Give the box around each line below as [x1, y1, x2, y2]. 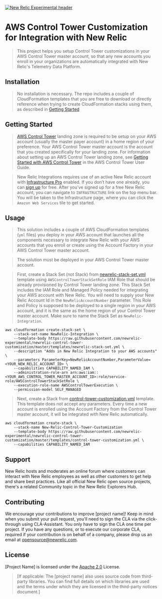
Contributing [5, 498, 45, 506]
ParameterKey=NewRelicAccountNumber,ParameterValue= [42, 357, 151, 363]
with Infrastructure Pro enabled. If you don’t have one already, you [16, 179, 149, 185]
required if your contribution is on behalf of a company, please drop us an [5, 532, 153, 537]
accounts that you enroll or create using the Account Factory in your [16, 242, 154, 248]
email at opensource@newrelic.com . [5, 537, 78, 542]
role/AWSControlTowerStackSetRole [5, 379, 75, 384]
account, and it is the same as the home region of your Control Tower [16, 308, 156, 314]
